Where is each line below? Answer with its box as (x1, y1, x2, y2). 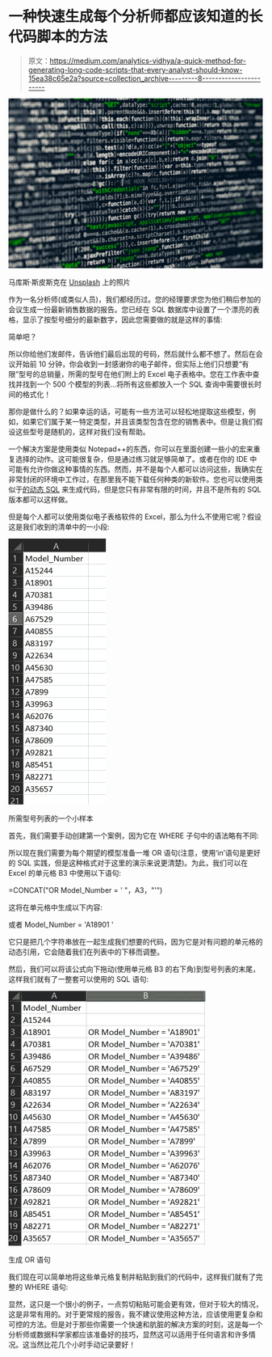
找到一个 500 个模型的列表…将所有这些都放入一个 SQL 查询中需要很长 (22, 379, 255, 389)
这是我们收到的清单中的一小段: (8, 522, 111, 531)
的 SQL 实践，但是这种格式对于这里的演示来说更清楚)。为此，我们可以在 (8, 858, 249, 868)
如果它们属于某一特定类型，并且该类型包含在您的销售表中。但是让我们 (22, 416, 256, 426)
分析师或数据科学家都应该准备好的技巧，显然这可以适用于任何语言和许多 (8, 1330, 249, 1339)
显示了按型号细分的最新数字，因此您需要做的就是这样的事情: (22, 315, 224, 324)
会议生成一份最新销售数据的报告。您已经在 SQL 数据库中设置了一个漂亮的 (8, 304, 253, 314)
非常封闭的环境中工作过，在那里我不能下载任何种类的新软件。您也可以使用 (8, 474, 256, 484)
